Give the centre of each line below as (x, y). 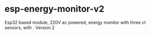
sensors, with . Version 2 (30, 27)
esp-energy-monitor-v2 (54, 9)
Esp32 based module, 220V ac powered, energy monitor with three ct (75, 22)
